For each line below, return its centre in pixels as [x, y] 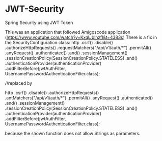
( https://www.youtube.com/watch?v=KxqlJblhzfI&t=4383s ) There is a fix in [81, 37]
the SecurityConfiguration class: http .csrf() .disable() [59, 42]
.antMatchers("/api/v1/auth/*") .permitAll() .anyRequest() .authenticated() [79, 98]
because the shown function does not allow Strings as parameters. [73, 133]
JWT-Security [35, 9]
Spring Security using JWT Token [39, 23]
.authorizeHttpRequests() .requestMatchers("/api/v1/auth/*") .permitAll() [78, 47]
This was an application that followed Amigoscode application [68, 32]
